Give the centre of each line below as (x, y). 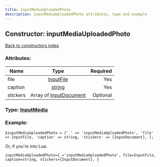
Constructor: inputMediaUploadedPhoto (68, 34)
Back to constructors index (32, 46)
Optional (102, 95)
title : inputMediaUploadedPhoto (38, 10)
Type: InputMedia (26, 109)
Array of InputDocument (58, 95)
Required (101, 71)
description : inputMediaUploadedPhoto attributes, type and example (76, 14)
